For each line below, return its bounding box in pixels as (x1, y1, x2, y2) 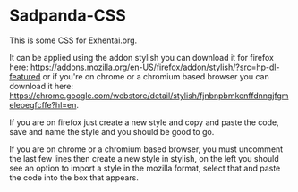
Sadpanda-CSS (9, 5, 127, 26)
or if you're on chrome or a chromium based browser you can (42, 71, 270, 81)
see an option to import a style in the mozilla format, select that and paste (9, 163, 281, 173)
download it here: (9, 80, 74, 91)
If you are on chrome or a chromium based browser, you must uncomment (9, 144, 284, 154)
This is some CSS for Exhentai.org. (9, 35, 138, 46)
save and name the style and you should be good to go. (9, 126, 215, 137)
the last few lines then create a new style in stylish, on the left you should (9, 153, 279, 163)
